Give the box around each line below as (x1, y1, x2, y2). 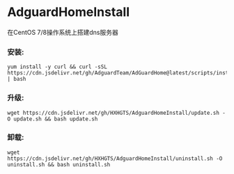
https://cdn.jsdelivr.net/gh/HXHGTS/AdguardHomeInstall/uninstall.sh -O (7, 155, 223, 162)
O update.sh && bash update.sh (7, 116, 98, 122)
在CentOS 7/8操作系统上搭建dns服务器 (7, 28, 118, 36)
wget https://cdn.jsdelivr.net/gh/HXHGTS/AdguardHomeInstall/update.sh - (7, 109, 226, 116)
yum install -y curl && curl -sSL (7, 63, 108, 70)
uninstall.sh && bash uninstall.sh (7, 161, 111, 168)
